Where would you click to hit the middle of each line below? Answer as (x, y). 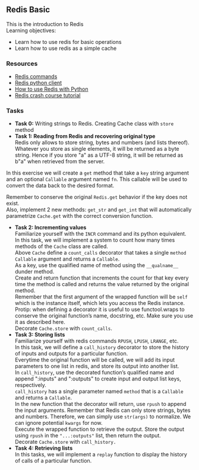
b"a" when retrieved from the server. (60, 161)
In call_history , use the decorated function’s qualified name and (94, 373)
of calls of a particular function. (53, 461)
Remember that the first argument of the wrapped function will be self (101, 297)
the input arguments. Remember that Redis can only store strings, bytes (102, 410)
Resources (22, 63)
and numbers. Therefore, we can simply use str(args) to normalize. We (103, 417)
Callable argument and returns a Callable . (67, 259)
